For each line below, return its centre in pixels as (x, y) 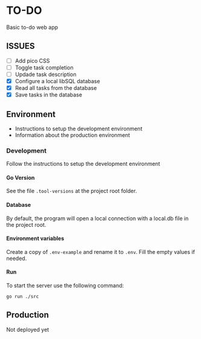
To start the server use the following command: (65, 286)
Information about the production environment (72, 135)
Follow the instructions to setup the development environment (83, 164)
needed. (17, 258)
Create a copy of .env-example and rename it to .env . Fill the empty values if (101, 252)
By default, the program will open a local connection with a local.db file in (97, 218)
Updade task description (46, 74)
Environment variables (35, 238)
